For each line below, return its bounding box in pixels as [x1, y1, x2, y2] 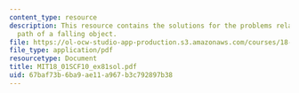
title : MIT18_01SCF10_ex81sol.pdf [9, 63, 138, 72]
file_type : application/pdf [9, 46, 114, 55]
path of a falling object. [17, 29, 117, 38]
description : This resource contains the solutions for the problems [9, 21, 273, 30]
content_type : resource [9, 12, 98, 22]
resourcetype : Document [9, 54, 98, 63]
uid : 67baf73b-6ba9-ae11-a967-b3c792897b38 [9, 71, 174, 80]
